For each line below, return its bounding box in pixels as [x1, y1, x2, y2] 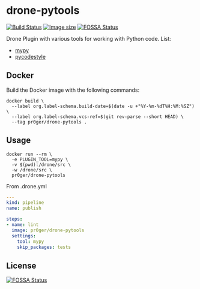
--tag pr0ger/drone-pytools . [11, 119, 87, 125]
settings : [11, 233, 36, 239]
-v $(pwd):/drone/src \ [11, 161, 71, 168]
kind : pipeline [6, 200, 44, 206]
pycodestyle [14, 53, 46, 60]
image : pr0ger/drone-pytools [11, 227, 85, 233]
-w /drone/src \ [11, 167, 52, 173]
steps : [6, 216, 23, 222]
